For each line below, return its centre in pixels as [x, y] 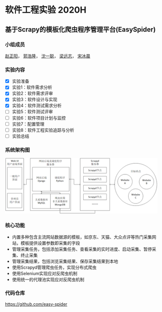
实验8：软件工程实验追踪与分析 [43, 130]
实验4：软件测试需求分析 [37, 105]
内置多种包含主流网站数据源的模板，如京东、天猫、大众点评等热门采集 [82, 237]
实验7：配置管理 [28, 124]
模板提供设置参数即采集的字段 [50, 243]
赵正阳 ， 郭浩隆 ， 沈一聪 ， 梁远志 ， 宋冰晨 [48, 56]
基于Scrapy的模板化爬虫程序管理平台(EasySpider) [81, 29]
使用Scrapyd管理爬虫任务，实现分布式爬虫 [54, 267]
